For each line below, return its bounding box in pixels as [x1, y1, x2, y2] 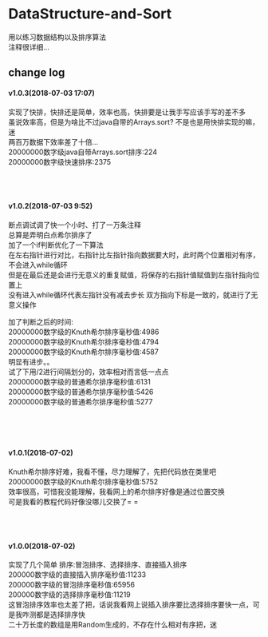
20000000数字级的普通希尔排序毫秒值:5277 [8, 396, 153, 406]
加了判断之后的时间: [8, 317, 74, 326]
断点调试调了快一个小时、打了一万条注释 [8, 220, 141, 229]
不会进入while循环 [8, 260, 68, 269]
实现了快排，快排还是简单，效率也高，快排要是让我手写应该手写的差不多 [8, 107, 246, 117]
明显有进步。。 [8, 356, 54, 366]
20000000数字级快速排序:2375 [8, 157, 112, 166]
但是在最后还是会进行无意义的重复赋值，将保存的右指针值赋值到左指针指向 [8, 269, 253, 280]
